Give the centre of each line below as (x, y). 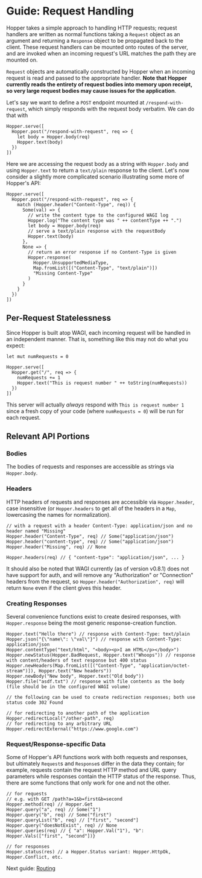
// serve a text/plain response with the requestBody (97, 231)
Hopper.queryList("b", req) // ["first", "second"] (72, 820)
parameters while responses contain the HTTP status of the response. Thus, (101, 777)
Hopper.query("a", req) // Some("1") (54, 810)
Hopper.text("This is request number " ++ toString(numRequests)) (102, 383)
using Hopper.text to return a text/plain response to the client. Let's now (98, 170)
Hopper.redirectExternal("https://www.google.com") (72, 729)
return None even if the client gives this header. (64, 588)
